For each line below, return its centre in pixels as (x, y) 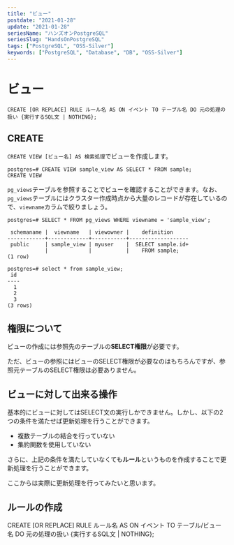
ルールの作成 (35, 507)
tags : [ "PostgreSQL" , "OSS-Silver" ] (60, 46)
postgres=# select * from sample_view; (65, 269)
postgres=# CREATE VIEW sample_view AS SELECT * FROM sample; (100, 169)
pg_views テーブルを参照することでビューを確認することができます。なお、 (114, 189)
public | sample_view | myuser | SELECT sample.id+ (100, 244)
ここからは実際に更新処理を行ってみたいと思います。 (83, 483)
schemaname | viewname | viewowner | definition (92, 232)
